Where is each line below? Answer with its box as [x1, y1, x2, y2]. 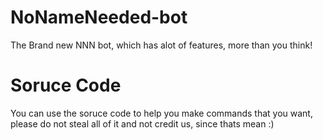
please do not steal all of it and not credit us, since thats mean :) [10, 117, 275, 130]
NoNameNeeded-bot [10, 6, 188, 29]
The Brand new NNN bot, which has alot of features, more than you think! [10, 39, 313, 51]
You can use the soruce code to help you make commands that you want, [10, 107, 313, 119]
